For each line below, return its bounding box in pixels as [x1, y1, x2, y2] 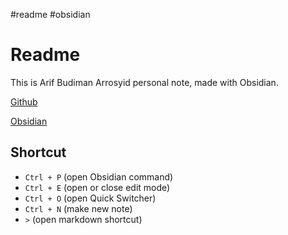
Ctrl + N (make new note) [24, 202, 133, 214]
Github [10, 95, 38, 108]
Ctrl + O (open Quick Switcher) [24, 192, 157, 204]
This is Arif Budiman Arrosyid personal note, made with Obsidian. [10, 76, 279, 88]
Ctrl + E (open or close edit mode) [24, 181, 171, 193]
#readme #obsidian [10, 9, 91, 20]
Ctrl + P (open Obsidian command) [24, 170, 174, 183]
